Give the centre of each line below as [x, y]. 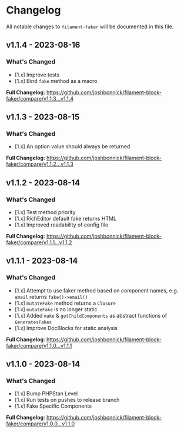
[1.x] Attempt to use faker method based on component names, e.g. [96, 290]
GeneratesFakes [33, 322]
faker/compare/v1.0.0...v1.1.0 [41, 424]
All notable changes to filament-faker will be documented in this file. [90, 26]
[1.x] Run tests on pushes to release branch [67, 400]
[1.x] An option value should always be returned [72, 146]
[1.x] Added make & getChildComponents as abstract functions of [91, 315]
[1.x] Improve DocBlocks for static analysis [66, 328]
